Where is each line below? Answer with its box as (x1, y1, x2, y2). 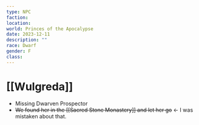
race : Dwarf (6, 43, 36, 49)
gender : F (6, 48, 32, 54)
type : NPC (6, 8, 32, 15)
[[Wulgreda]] (6, 80, 73, 94)
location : (6, 20, 32, 26)
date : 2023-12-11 (6, 31, 50, 37)
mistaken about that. (15, 112, 67, 120)
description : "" (6, 37, 47, 43)
